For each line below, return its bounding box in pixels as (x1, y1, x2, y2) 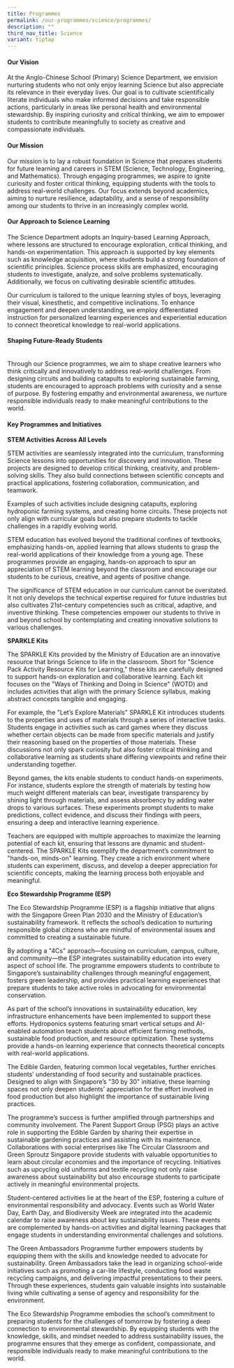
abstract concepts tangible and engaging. (7, 695, 128, 703)
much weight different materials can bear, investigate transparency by (7, 788, 209, 797)
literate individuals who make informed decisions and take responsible (7, 96, 210, 104)
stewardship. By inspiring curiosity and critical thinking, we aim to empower (7, 110, 225, 119)
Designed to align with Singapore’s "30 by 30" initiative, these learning (7, 1078, 210, 1086)
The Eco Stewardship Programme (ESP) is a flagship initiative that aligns (7, 904, 215, 912)
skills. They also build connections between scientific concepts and (29, 471, 224, 480)
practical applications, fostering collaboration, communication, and (7, 479, 200, 487)
